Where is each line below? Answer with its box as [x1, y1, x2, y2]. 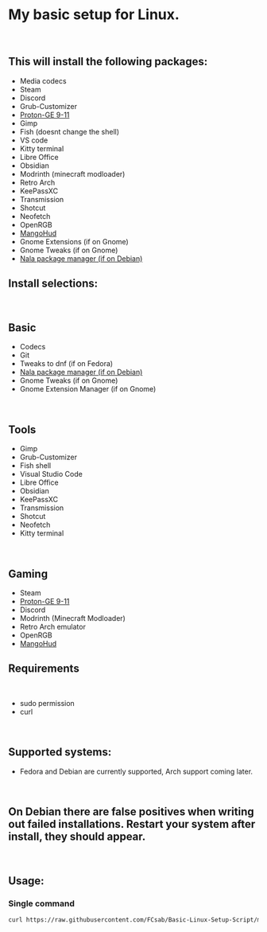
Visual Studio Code [19, 470, 83, 479]
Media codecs [19, 76, 67, 85]
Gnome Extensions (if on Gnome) [19, 236, 129, 246]
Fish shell [19, 461, 52, 470]
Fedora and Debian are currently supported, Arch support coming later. [19, 766, 253, 776]
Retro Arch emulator [19, 622, 86, 631]
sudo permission [19, 698, 75, 708]
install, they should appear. [8, 830, 146, 844]
